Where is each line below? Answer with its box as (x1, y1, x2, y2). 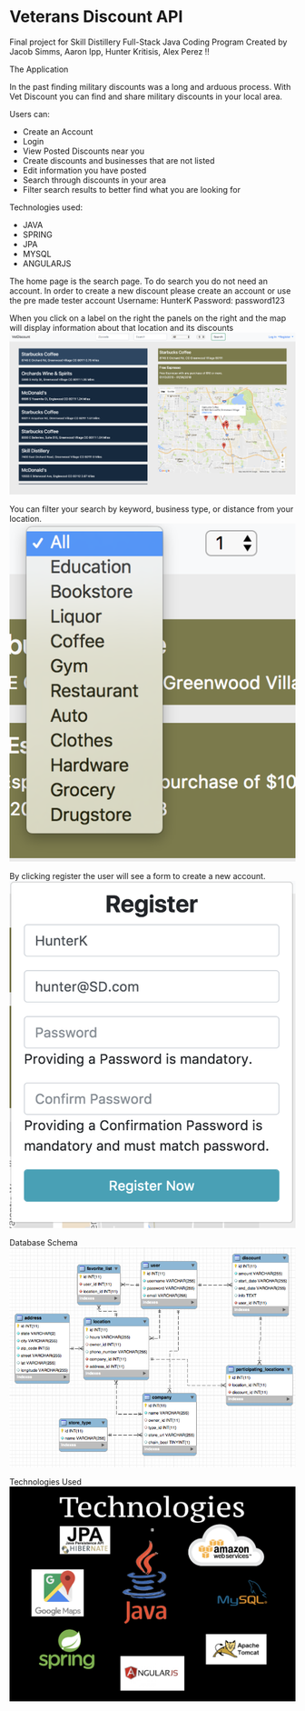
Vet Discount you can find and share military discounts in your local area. (9, 91, 283, 102)
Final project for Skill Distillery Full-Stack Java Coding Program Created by (9, 36, 288, 47)
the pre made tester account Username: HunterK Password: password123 (9, 295, 286, 305)
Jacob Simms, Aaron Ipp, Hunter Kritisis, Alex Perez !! (9, 45, 211, 56)
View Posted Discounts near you (22, 145, 145, 156)
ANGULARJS (22, 257, 72, 269)
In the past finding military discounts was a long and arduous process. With (9, 81, 291, 92)
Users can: (9, 108, 50, 119)
